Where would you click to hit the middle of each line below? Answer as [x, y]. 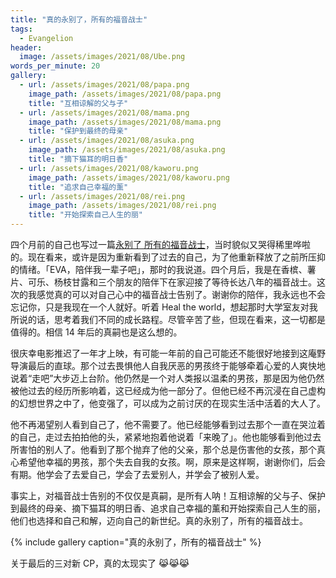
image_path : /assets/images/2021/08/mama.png [125, 122]
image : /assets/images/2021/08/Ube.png [102, 57]
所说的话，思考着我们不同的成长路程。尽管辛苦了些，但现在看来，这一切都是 [168, 319]
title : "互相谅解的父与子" [78, 103]
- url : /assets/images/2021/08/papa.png [104, 85]
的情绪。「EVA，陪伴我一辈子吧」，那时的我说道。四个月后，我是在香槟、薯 [163, 269]
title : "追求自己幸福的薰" [78, 187]
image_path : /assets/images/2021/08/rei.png [122, 206]
